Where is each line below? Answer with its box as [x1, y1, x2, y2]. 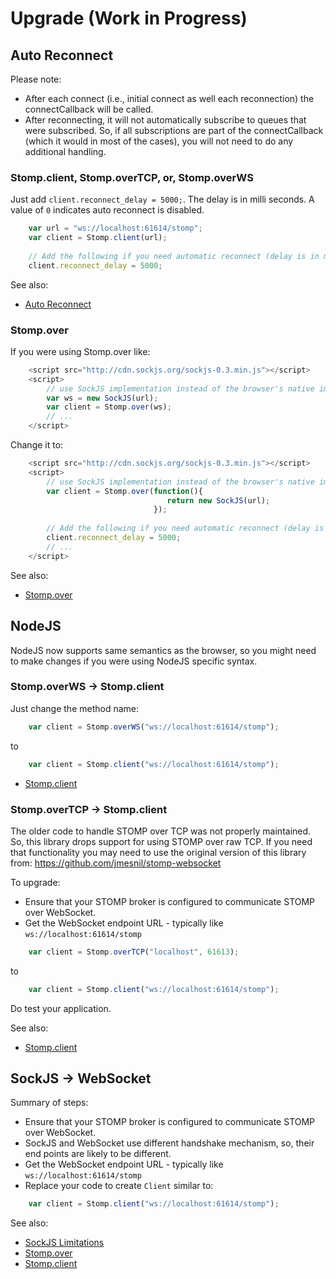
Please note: [10, 73, 62, 85]
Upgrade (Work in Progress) [10, 7, 248, 30]
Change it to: [10, 439, 64, 451]
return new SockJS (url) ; [166, 495, 271, 506]
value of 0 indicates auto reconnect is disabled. [10, 204, 205, 216]
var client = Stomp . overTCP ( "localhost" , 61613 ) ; [28, 947, 240, 957]
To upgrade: [10, 876, 61, 888]
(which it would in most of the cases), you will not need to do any [24, 135, 294, 147]
